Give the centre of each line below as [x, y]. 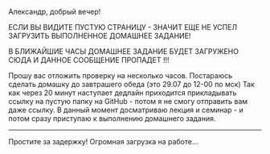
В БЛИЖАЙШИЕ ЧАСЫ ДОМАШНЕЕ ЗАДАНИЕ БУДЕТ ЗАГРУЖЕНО [124, 51]
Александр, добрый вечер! [55, 12]
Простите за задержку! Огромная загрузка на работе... [103, 142]
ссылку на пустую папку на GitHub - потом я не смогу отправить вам [128, 101]
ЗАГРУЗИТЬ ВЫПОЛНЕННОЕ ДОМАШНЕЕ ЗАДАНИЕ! [100, 36]
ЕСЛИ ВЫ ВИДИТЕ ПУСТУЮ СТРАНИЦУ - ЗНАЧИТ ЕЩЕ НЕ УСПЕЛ [123, 27]
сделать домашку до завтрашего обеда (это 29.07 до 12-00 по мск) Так [132, 84]
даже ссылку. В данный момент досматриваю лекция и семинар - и [126, 110]
